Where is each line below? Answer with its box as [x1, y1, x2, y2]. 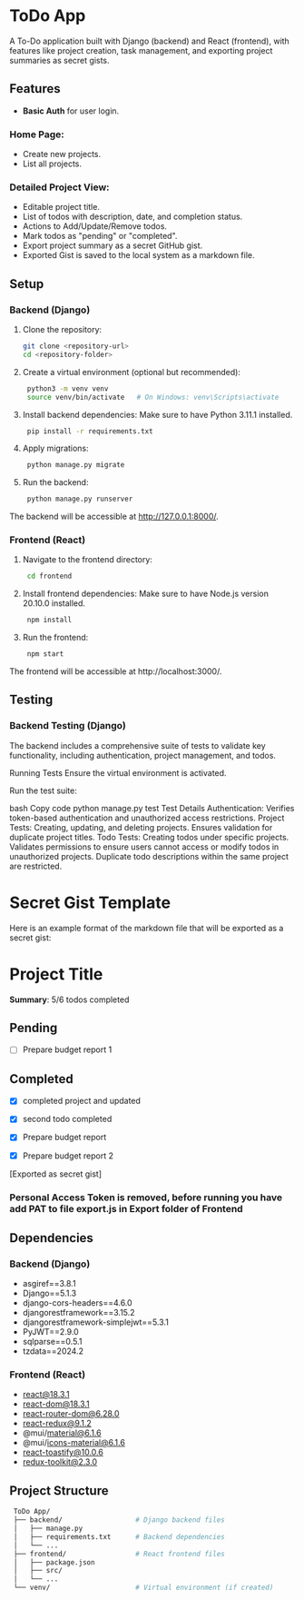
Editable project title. [22, 202, 100, 213]
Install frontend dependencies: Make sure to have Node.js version [22, 588, 270, 600]
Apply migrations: [22, 442, 89, 454]
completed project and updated [22, 1096, 141, 1107]
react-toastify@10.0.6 [22, 1446, 104, 1458]
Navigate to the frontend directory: [22, 554, 152, 565]
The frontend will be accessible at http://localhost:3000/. [9, 666, 222, 677]
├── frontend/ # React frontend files [13, 1549, 225, 1558]
